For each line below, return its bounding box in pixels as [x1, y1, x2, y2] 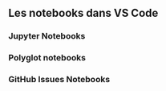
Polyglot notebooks [8, 52, 87, 64]
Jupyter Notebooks [8, 31, 86, 42]
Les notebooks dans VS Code [8, 6, 159, 20]
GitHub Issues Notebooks [8, 74, 111, 85]
